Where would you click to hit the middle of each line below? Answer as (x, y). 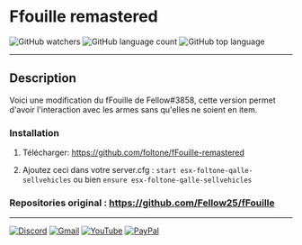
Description (43, 78)
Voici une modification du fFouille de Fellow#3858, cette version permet (142, 100)
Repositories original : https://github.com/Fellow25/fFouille (142, 203)
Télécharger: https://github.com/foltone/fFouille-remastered (133, 153)
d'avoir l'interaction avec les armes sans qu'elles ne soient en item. (133, 109)
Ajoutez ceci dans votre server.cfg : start (99, 170)
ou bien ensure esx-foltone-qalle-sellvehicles (163, 180)
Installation (35, 132)
